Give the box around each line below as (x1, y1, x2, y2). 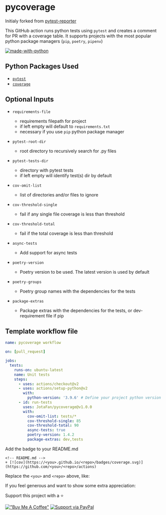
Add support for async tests (19, 249, 78, 255)
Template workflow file (5, 327, 78, 335)
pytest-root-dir (12, 139, 46, 144)
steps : (14, 377, 28, 382)
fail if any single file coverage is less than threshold (19, 211, 125, 217)
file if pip (46, 312, 64, 318)
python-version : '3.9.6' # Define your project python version (27, 395, 162, 401)
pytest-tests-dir (12, 158, 49, 163)
